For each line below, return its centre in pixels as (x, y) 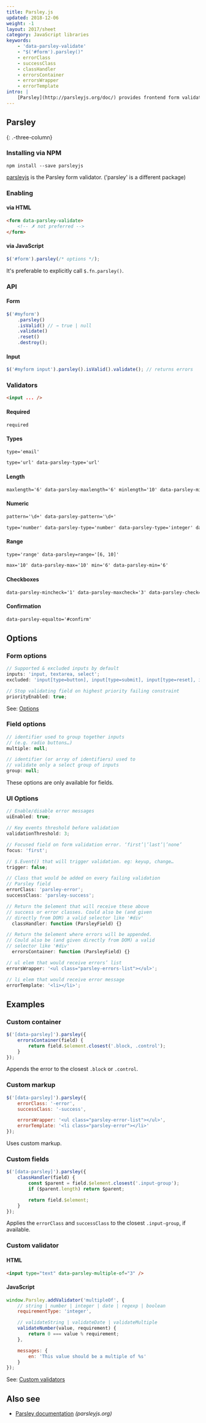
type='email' (23, 451)
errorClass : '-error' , (46, 1103)
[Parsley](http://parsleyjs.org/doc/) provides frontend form (98, 98)
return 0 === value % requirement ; (74, 1334)
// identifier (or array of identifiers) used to (71, 759)
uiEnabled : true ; (29, 817)
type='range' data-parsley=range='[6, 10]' (63, 554)
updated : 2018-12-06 (33, 18)
